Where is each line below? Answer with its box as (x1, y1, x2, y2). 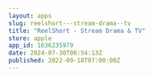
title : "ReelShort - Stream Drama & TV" (8, 26, 147, 34)
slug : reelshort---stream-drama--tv (8, 19, 131, 27)
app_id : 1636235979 (8, 42, 74, 50)
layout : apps (8, 11, 52, 20)
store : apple (8, 34, 52, 43)
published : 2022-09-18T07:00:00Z (8, 57, 121, 65)
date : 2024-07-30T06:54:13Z (8, 49, 103, 57)
